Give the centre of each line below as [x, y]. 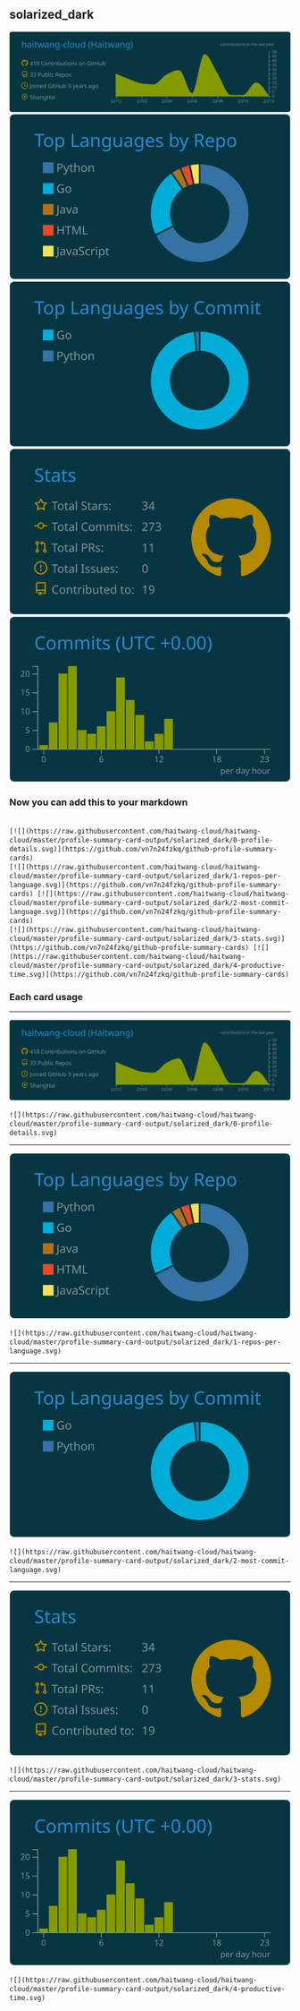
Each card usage [46, 997]
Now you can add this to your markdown [99, 802]
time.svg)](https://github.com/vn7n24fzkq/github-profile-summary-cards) [150, 974]
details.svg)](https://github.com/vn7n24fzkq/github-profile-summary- [143, 849]
